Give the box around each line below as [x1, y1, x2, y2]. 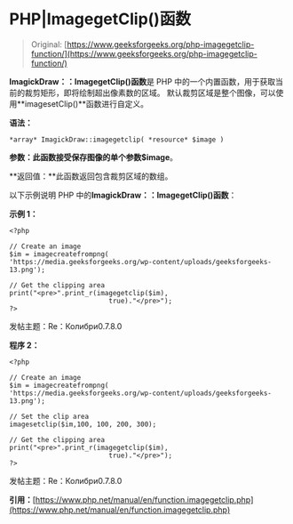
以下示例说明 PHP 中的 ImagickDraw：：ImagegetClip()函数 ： [9, 189, 237, 200]
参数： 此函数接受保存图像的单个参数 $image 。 [9, 151, 178, 162]
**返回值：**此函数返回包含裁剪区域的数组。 [9, 171, 173, 181]
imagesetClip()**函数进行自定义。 [25, 98, 149, 109]
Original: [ [30, 38, 67, 50]
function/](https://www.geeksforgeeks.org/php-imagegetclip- [30, 48, 257, 59]
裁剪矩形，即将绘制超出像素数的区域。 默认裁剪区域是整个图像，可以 [24, 87, 276, 98]
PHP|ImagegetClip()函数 [9, 9, 191, 29]
